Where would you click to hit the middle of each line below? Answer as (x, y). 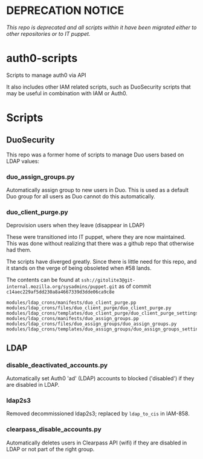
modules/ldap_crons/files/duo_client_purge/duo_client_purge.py (89, 308)
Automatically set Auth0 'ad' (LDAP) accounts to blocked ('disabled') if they (100, 378)
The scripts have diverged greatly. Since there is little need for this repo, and (101, 262)
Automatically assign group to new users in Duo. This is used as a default (98, 190)
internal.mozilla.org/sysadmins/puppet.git (62, 287)
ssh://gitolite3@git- (108, 280)
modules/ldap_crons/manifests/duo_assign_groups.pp (72, 319)
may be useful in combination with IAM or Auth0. (67, 93)
